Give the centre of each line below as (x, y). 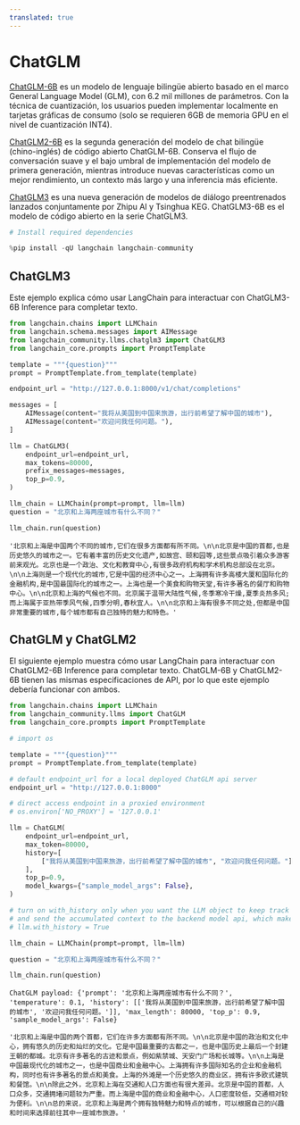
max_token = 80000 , (58, 845)
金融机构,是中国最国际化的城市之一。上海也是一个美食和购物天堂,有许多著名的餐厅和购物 (150, 584)
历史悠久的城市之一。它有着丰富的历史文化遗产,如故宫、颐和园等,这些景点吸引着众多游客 (150, 555)
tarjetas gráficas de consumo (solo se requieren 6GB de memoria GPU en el (149, 115)
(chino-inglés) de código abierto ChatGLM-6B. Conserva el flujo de (133, 151)
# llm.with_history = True (59, 927)
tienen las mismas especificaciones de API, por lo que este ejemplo (145, 680)
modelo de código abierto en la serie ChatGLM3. (99, 216)
